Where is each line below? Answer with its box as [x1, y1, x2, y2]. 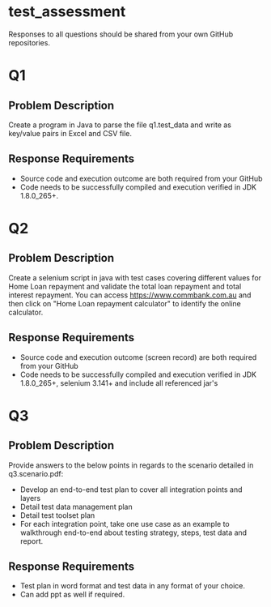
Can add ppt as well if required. [19, 590, 125, 600]
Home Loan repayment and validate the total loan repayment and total [8, 281, 242, 291]
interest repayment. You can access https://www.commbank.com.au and [8, 290, 252, 300]
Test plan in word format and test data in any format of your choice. [19, 581, 245, 591]
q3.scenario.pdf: [8, 468, 64, 478]
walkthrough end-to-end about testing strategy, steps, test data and [19, 528, 248, 537]
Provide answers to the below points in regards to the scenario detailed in [8, 460, 254, 470]
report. [19, 536, 44, 545]
